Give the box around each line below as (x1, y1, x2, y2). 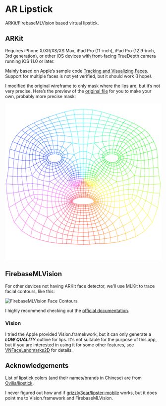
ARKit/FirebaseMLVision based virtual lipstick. (5, 20, 99, 26)
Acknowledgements (5, 362, 69, 370)
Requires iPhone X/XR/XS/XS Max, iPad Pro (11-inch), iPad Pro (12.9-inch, (5, 47, 155, 53)
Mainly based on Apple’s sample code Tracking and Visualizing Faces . (5, 68, 149, 74)
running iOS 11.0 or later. (5, 58, 55, 64)
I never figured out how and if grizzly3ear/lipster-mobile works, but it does (5, 390, 157, 396)
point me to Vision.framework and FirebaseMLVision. (5, 395, 113, 401)
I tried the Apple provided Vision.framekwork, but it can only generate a (5, 331, 152, 337)
